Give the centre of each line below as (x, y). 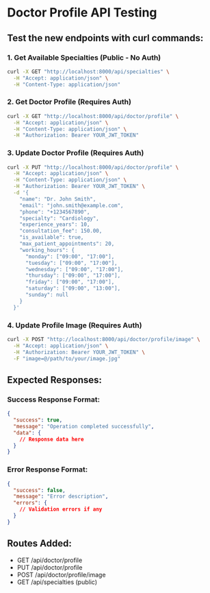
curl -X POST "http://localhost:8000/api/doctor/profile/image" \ (104, 340)
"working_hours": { (47, 250)
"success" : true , (38, 420)
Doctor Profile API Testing (82, 13)
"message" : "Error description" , (61, 497)
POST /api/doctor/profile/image (61, 574)
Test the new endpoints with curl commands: (105, 38)
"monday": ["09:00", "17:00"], (70, 256)
